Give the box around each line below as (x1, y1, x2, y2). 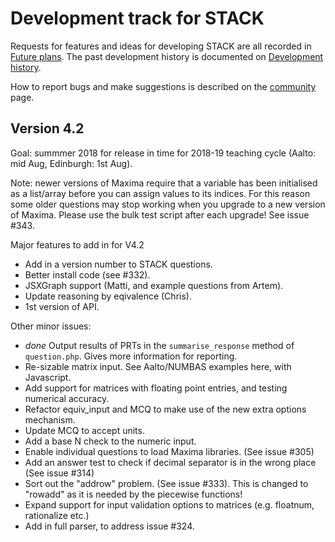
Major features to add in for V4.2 (10, 238, 145, 251)
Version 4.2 (10, 120, 85, 137)
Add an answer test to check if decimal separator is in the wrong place (24, 456, 317, 468)
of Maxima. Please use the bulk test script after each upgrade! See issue (10, 208, 310, 221)
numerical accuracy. (24, 392, 110, 404)
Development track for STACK (10, 7, 265, 30)
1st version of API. (24, 300, 100, 312)
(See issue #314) (24, 467, 95, 479)
